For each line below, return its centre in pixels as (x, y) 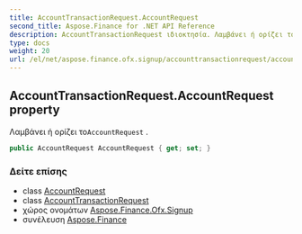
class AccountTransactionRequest (85, 200)
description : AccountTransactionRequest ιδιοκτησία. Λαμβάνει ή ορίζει (146, 34)
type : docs (30, 43)
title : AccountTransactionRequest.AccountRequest (104, 18)
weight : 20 (30, 51)
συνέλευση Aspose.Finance (75, 219)
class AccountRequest (64, 191)
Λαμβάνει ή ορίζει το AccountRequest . (79, 131)
